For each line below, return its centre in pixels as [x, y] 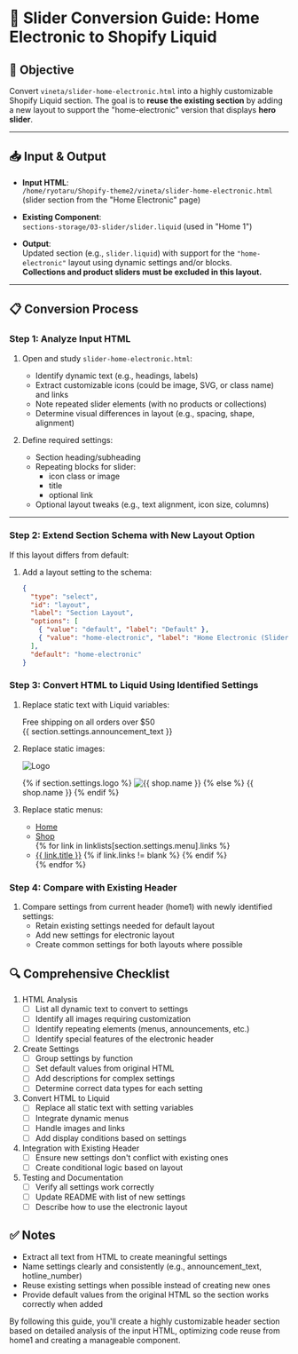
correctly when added [63, 1303]
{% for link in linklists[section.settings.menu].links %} [133, 845]
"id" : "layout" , [60, 605]
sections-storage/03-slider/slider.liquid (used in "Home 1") [137, 226]
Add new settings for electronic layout [105, 935]
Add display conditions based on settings [111, 1138]
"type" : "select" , [64, 597]
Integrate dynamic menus [82, 1118]
